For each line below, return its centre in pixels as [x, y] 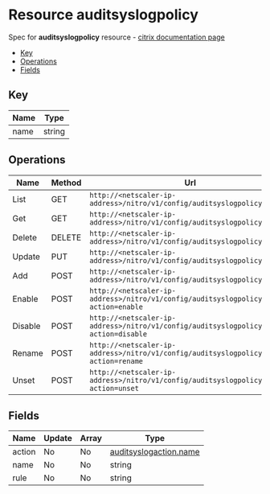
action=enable [116, 307]
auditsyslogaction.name [155, 452]
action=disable [118, 334]
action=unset [114, 388]
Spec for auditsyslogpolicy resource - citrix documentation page [117, 37]
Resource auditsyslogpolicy [103, 15]
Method [66, 183]
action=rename [116, 361]
